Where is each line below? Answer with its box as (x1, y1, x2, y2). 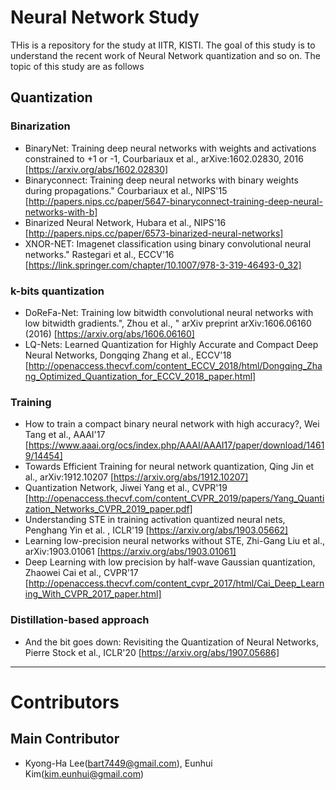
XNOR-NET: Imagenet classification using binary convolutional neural (24, 237, 312, 250)
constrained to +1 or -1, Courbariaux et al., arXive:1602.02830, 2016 (24, 152, 304, 165)
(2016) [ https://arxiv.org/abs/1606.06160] (24, 327, 195, 340)
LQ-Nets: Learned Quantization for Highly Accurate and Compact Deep (24, 338, 319, 350)
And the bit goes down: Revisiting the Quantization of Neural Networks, (24, 636, 319, 648)
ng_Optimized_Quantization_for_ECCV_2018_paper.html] (24, 370, 257, 382)
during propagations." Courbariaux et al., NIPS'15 (24, 184, 228, 196)
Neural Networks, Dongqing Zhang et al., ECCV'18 (24, 349, 232, 361)
